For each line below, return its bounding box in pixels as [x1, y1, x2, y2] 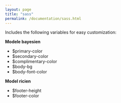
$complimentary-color [12, 59, 57, 65]
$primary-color [12, 48, 43, 54]
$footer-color [12, 93, 39, 99]
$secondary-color [12, 53, 49, 59]
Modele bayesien [5, 39, 41, 45]
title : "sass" [5, 12, 34, 17]
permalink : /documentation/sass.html [5, 16, 82, 21]
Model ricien [5, 78, 31, 84]
